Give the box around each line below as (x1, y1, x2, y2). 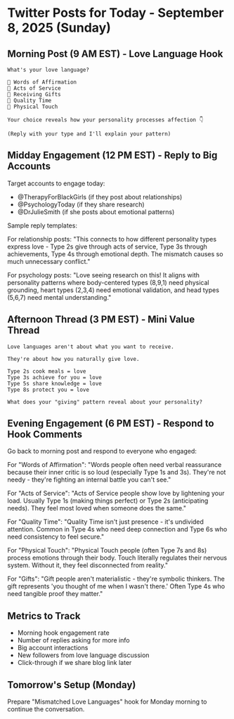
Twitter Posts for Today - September (7, 5, 224, 21)
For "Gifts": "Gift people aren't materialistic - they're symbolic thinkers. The (7, 574, 225, 583)
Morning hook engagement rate (17, 628, 110, 637)
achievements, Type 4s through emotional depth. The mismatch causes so (7, 249, 223, 258)
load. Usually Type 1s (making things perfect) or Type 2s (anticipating (7, 496, 209, 505)
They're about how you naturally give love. (7, 355, 140, 362)
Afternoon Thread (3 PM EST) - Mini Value (7, 314, 195, 326)
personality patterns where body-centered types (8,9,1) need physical (7, 278, 209, 286)
